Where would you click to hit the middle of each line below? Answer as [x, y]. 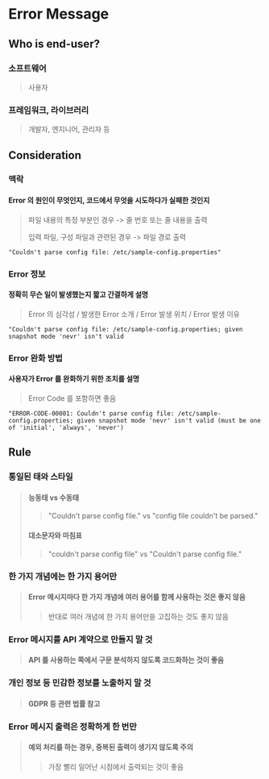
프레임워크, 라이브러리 [49, 110]
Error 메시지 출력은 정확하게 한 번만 [72, 727]
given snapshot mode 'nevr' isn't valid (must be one [169, 420]
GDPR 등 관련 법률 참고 [64, 703]
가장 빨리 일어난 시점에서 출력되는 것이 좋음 [116, 766]
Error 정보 [27, 273]
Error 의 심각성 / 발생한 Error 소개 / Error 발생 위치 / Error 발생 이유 [134, 314]
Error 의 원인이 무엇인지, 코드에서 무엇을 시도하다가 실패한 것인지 [109, 200]
